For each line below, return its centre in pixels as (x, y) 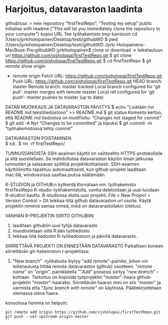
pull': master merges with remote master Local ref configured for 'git (83, 92)
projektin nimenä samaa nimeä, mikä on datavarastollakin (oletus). (74, 206)
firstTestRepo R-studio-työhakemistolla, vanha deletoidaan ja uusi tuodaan (82, 189)
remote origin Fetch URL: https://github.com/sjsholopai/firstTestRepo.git (87, 76)
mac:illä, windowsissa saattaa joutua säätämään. (56, 174)
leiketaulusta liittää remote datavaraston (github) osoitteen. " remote (82, 266)
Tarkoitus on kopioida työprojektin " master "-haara (84, 277)
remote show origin (25, 66)
